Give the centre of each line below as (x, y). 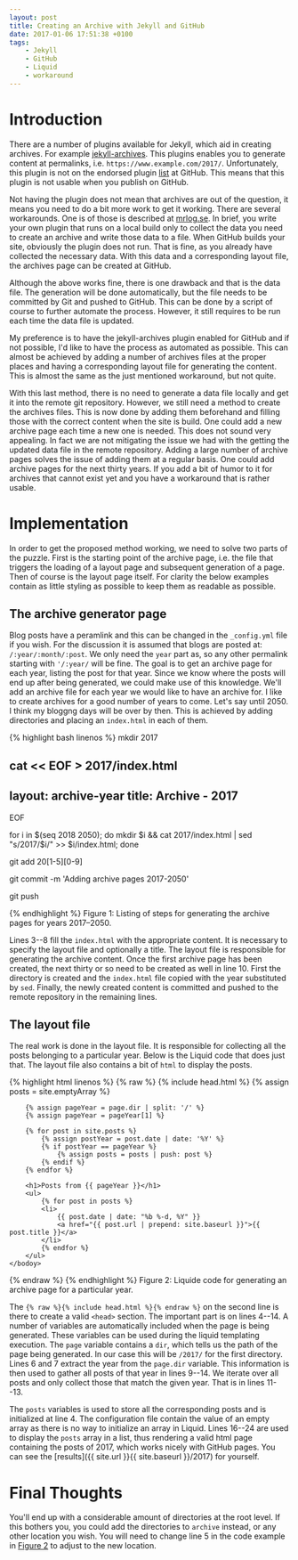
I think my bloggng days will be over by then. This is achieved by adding (141, 711)
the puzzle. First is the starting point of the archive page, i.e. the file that (141, 557)
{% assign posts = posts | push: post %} (135, 1155)
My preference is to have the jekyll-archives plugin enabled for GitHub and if (149, 337)
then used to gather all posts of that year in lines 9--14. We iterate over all (144, 1373)
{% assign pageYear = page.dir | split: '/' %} (115, 1108)
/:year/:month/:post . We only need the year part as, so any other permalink (149, 654)
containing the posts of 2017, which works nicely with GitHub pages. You (142, 1447)
